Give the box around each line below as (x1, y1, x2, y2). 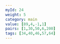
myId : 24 (5, 7, 24, 13)
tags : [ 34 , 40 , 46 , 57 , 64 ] (5, 31, 56, 36)
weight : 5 (5, 12, 26, 17)
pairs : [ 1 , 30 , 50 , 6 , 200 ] (5, 26, 56, 31)
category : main (5, 17, 38, 22)
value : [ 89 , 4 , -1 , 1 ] (5, 21, 47, 27)
